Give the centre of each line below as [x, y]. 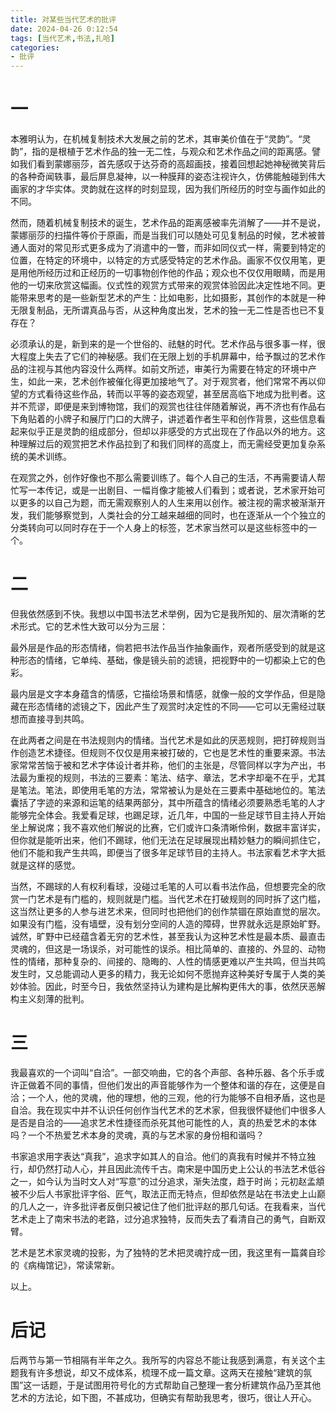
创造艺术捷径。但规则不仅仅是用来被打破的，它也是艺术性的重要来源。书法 [172, 752]
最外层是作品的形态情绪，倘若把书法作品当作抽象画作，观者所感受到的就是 [163, 647]
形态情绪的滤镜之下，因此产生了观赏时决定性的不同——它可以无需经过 [172, 706]
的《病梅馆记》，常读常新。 [65, 1265]
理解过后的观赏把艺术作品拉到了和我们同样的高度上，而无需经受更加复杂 [167, 444]
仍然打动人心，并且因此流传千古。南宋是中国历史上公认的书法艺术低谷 [181, 1168]
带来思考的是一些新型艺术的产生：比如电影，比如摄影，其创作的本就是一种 [172, 298]
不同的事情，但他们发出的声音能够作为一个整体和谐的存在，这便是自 [185, 1085]
